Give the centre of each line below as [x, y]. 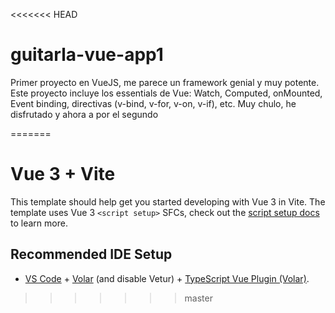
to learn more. [39, 223]
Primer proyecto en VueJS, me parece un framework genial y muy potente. [165, 82]
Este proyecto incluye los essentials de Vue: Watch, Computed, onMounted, [166, 93]
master [198, 298]
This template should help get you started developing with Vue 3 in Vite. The [168, 201]
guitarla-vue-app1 [87, 55]
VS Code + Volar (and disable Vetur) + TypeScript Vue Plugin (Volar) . [167, 278]
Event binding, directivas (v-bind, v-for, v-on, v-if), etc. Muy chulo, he [153, 103]
